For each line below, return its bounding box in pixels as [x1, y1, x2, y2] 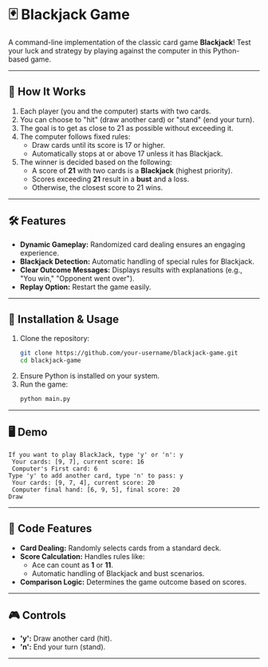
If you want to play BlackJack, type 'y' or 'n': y [8, 451, 183, 459]
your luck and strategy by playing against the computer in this [8, 46, 211, 55]
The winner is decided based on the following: [19, 157, 173, 167]
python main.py [19, 395, 71, 403]
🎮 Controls [8, 609, 66, 622]
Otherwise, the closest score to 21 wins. [31, 182, 164, 192]
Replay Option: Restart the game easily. [19, 282, 152, 292]
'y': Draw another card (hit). [19, 633, 112, 643]
